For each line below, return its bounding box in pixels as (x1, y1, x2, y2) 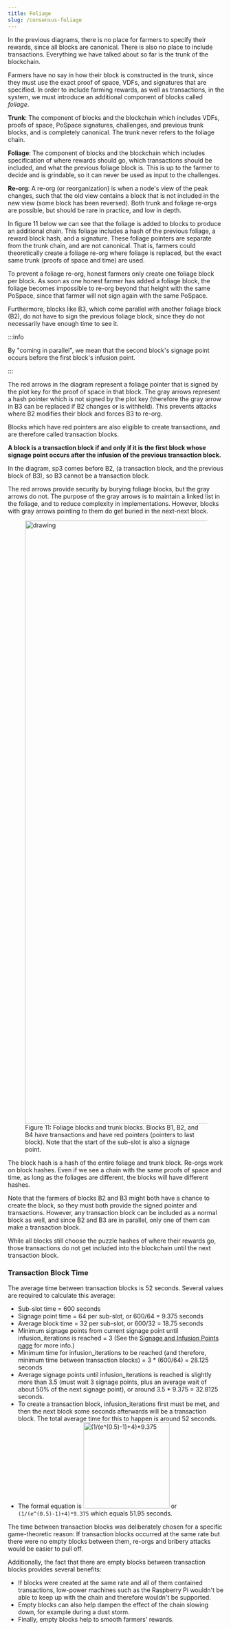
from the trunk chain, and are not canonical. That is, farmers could (8, 241, 196, 249)
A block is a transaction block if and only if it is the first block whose (8, 443, 206, 451)
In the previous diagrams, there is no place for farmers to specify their (8, 35, 206, 43)
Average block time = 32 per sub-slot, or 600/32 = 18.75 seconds (17, 1319, 203, 1327)
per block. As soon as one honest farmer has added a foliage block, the (8, 276, 210, 285)
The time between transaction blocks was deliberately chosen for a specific (8, 1522, 223, 1531)
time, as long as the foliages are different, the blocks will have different (8, 1173, 208, 1181)
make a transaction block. (8, 1223, 81, 1231)
